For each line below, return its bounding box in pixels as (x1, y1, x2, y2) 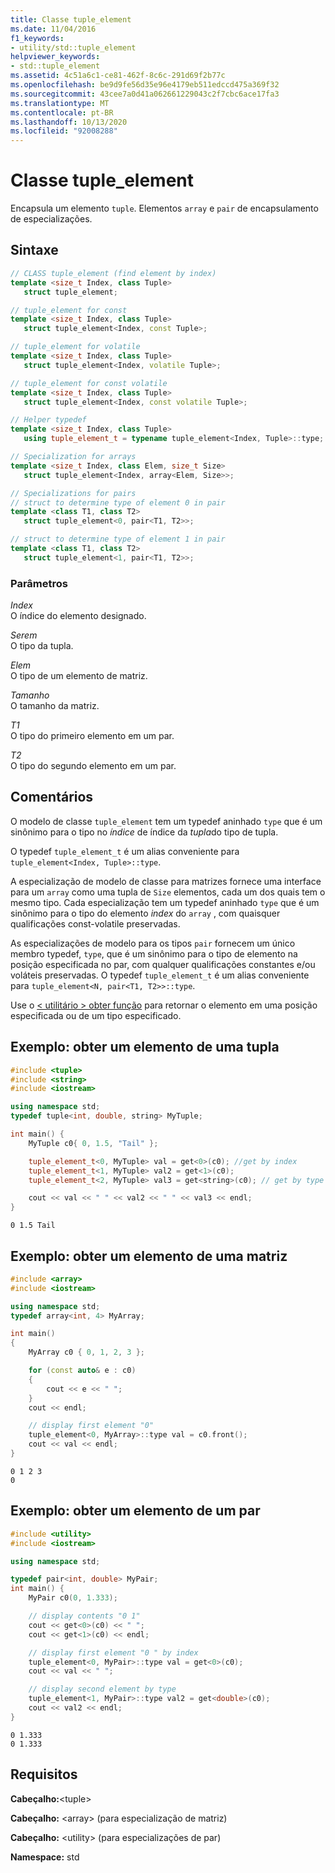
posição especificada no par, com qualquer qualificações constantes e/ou (10, 958, 316, 970)
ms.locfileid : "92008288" (10, 126, 118, 136)
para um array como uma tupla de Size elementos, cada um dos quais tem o (10, 886, 326, 898)
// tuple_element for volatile (10, 342, 141, 352)
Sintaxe (10, 242, 59, 259)
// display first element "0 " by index (28, 1647, 199, 1658)
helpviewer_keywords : (10, 52, 101, 62)
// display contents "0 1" (28, 1611, 141, 1621)
